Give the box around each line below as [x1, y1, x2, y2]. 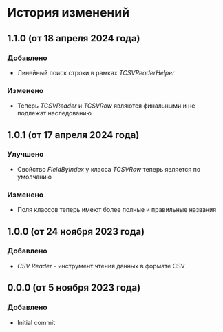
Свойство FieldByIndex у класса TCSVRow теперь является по [17, 165, 201, 173]
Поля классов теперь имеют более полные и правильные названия [17, 206, 217, 214]
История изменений [7, 5, 130, 21]
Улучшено [7, 150, 44, 159]
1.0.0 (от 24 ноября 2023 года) [7, 226, 145, 237]
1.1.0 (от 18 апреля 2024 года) [7, 32, 140, 44]
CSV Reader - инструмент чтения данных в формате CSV [17, 262, 186, 270]
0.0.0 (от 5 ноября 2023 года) [7, 282, 141, 294]
